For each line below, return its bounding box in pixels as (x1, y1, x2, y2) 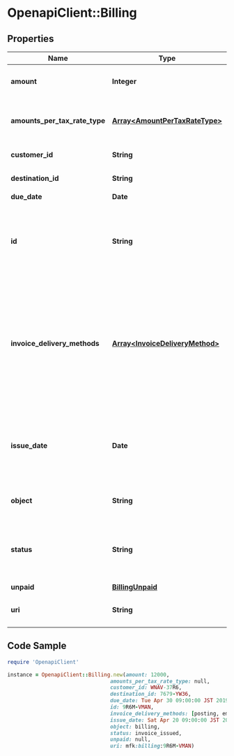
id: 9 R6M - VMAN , (110, 704, 155, 711)
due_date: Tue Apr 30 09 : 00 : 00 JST (110, 697, 214, 704)
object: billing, (110, 723, 160, 730)
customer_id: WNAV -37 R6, (110, 684, 182, 691)
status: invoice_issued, (110, 729, 182, 736)
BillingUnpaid (111, 582, 158, 592)
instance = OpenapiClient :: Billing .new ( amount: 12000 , (7, 671, 170, 678)
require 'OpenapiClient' (7, 658, 79, 665)
